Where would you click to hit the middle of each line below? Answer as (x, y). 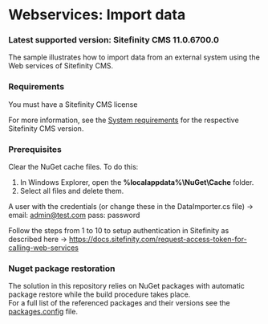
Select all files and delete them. (72, 191)
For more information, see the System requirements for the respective (124, 120)
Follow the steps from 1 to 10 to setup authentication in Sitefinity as (119, 231)
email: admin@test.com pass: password (74, 215)
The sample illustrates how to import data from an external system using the (134, 57)
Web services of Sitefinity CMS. (61, 66)
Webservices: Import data (97, 15)
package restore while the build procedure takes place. (99, 294)
